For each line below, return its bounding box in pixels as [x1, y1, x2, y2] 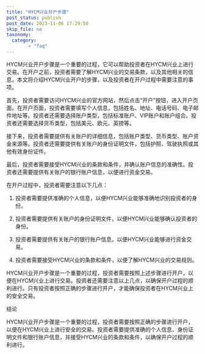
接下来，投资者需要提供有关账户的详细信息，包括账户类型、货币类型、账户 [6, 132, 193, 139]
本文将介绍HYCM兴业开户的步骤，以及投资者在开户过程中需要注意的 [16, 76, 189, 83]
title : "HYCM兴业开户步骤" [6, 9, 70, 15]
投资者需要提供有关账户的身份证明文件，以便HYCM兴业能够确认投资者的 [15, 215, 198, 222]
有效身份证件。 [11, 147, 49, 155]
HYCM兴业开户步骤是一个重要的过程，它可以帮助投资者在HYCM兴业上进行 [6, 61, 194, 68]
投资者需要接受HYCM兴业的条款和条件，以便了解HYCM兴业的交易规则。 [15, 256, 198, 264]
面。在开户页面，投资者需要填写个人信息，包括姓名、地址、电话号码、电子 [6, 104, 193, 111]
